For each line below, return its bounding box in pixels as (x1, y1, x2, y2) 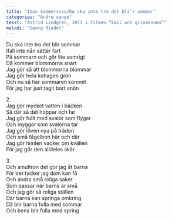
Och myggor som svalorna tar (6, 121, 78, 128)
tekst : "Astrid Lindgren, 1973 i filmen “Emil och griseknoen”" (6, 19, 167, 25)
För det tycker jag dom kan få (6, 170, 77, 177)
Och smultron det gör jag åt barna (6, 164, 88, 171)
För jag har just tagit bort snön (6, 84, 79, 92)
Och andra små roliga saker (6, 176, 73, 183)
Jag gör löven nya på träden (6, 127, 75, 134)
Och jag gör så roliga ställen (6, 188, 74, 195)
